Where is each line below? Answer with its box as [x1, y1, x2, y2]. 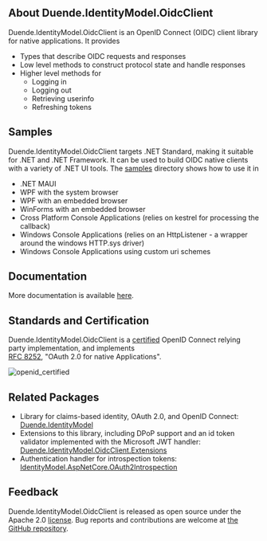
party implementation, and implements [8, 343, 135, 353]
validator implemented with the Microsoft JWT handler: [19, 437, 201, 447]
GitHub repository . [8, 523, 69, 533]
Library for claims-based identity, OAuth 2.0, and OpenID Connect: [19, 412, 239, 421]
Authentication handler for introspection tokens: [19, 454, 178, 464]
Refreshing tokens [31, 102, 92, 112]
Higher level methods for [19, 68, 102, 78]
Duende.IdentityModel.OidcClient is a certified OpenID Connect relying [8, 335, 241, 345]
